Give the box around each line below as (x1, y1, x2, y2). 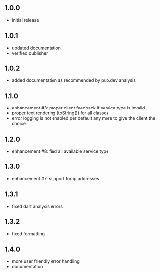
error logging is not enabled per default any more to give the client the (11, 115, 156, 121)
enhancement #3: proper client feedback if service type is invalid (11, 105, 145, 111)
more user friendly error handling (11, 258, 80, 264)
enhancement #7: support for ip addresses (11, 175, 100, 181)
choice (11, 121, 26, 127)
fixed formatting (11, 230, 45, 237)
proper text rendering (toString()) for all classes (11, 110, 109, 116)
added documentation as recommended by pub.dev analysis (11, 77, 136, 83)
